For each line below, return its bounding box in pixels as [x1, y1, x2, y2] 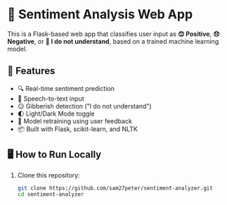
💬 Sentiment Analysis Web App [7, 6, 193, 23]
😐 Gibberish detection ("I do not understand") [17, 101, 153, 110]
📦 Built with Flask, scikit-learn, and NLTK [17, 125, 138, 133]
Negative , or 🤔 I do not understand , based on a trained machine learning [7, 37, 219, 45]
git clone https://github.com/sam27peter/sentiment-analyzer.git [17, 185, 213, 192]
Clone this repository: [17, 170, 80, 179]
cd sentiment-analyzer [17, 191, 84, 198]
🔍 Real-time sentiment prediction [17, 84, 115, 92]
